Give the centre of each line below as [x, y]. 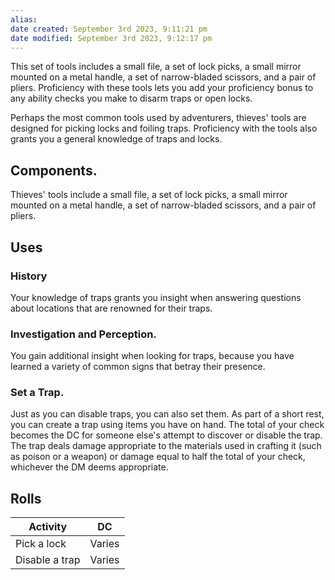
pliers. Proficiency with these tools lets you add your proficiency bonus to [162, 88]
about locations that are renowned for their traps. [111, 308]
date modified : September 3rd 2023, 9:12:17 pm [111, 38]
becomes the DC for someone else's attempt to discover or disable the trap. [166, 435]
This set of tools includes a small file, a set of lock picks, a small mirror [156, 67]
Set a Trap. [37, 393]
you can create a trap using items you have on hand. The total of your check [167, 425]
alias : [24, 19]
